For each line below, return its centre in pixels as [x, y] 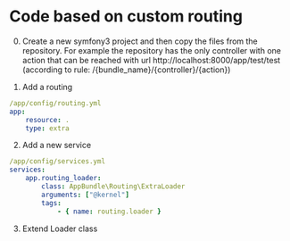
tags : [52, 203]
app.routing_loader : [63, 179]
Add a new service [57, 145]
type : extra [47, 128]
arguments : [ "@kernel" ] [85, 195]
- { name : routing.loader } [109, 212]
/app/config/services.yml [57, 162]
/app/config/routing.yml [55, 103]
